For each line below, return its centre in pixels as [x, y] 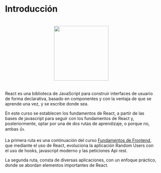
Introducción [31, 9]
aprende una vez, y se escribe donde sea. [47, 104]
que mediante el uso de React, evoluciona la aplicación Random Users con [79, 145]
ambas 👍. [15, 129]
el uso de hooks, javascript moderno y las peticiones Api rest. [66, 150]
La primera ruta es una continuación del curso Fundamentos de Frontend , [78, 140]
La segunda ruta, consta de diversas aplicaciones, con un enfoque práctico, [81, 160]
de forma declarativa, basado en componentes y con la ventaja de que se [78, 99]
